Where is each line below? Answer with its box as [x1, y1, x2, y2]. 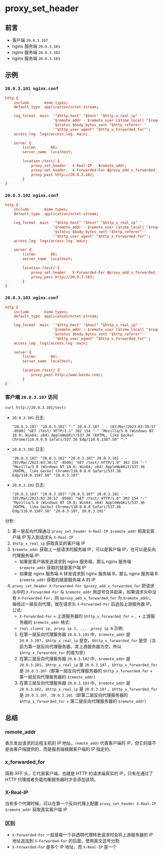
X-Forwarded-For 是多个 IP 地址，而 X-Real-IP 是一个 [12, 844, 117, 850]
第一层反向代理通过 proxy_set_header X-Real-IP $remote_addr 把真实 [12, 528, 150, 534]
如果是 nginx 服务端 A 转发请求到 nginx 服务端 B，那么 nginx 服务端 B [19, 570, 158, 576]
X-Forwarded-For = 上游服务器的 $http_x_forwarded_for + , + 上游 [19, 613, 151, 619]
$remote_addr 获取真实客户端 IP [5, 806, 67, 812]
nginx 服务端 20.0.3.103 [12, 55, 61, 61]
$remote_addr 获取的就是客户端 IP [19, 564, 86, 570]
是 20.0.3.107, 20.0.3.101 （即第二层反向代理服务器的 [19, 692, 129, 698]
